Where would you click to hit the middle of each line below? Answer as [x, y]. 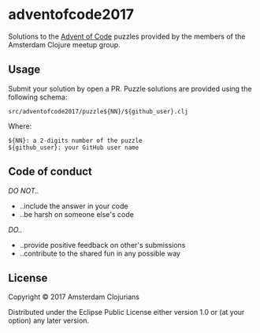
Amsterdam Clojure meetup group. [64, 44]
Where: [20, 126]
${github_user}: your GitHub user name [74, 148]
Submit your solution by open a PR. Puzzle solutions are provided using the [130, 88]
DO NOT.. [24, 190]
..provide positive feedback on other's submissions [102, 245]
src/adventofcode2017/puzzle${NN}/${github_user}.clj [98, 111]
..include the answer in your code [74, 206]
